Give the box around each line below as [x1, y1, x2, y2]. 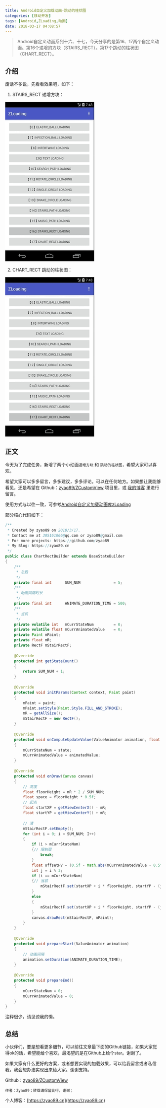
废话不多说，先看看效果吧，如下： [5, 81, 75, 87]
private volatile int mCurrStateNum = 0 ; [14, 622, 123, 627]
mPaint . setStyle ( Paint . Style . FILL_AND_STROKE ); [23, 705, 123, 711]
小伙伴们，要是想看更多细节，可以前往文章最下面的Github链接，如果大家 [5, 1044, 153, 1050]
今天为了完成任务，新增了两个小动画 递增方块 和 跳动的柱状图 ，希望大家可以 [5, 462, 153, 468]
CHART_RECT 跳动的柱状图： [12, 267, 73, 273]
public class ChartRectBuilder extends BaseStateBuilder [5, 554, 125, 559]
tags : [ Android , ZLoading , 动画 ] [5, 18, 68, 23]
